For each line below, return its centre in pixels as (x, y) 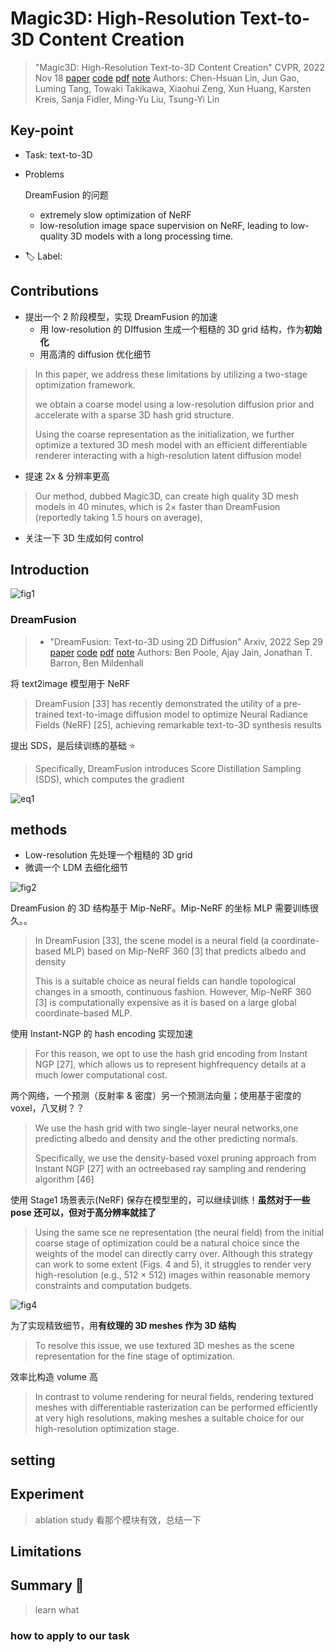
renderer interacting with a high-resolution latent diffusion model (168, 455)
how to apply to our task (70, 1635)
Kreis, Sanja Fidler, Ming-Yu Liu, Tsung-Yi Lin (127, 99)
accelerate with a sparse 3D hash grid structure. (134, 414)
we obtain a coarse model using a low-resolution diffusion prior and (174, 404)
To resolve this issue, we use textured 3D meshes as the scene (164, 1346)
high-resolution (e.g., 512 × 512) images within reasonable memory (172, 1275)
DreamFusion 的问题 (66, 194)
